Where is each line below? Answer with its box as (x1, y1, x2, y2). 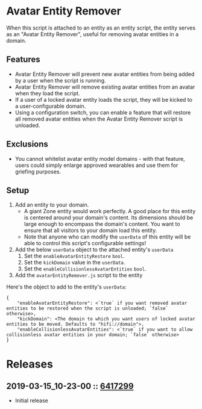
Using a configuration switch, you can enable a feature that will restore (14, 108, 191, 116)
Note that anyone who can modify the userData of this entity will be (24, 233, 191, 240)
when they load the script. (14, 89, 80, 97)
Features (6, 54, 40, 64)
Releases (6, 357, 53, 371)
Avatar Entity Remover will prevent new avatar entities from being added (14, 70, 195, 78)
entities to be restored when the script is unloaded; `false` (6, 305, 169, 311)
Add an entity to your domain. (14, 201, 89, 208)
